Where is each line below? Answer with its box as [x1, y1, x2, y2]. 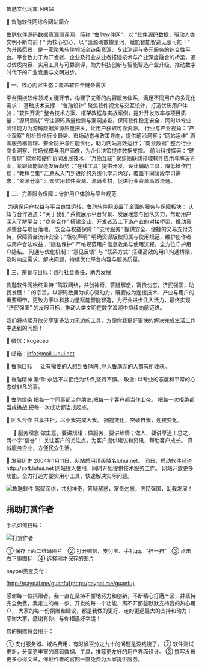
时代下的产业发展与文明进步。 [6, 69, 80, 75]
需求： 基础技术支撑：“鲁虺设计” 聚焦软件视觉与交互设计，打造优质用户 [6, 102, 183, 109]
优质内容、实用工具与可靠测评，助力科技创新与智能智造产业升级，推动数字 [11, 61, 196, 68]
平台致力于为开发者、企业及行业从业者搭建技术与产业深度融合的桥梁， [16, 54, 191, 60]
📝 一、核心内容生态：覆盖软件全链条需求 [6, 81, 106, 89]
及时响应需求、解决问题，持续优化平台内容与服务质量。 [6, 256, 143, 262]
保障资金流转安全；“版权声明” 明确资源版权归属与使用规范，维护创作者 [16, 233, 192, 240]
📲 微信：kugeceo [6, 337, 49, 344]
